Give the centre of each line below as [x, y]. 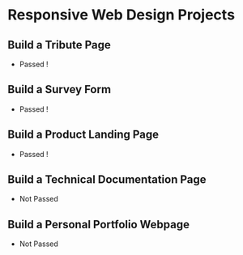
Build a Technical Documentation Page [107, 180]
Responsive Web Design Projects [122, 15]
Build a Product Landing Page [83, 135]
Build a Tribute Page [59, 45]
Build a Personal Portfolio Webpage [98, 224]
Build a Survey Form [59, 89]
